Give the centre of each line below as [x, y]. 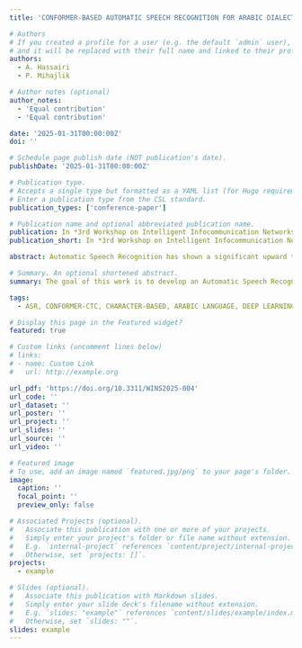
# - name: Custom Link [52, 364]
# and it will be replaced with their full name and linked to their [142, 50]
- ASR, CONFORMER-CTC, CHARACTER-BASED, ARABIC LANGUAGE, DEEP [138, 306]
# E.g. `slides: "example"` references [88, 613]
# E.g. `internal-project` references [86, 546]
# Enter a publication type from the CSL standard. [108, 199]
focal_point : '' [48, 497]
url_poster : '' [38, 414]
